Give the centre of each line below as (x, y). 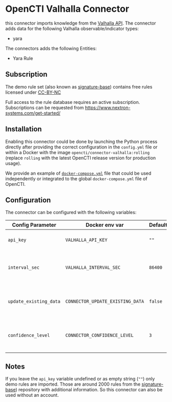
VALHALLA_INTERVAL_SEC (93, 268)
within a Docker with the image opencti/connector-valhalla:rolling (78, 152)
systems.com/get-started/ (33, 113)
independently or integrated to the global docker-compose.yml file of (76, 178)
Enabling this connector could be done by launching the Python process (81, 141)
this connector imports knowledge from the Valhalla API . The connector (81, 23)
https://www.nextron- (107, 108)
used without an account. (32, 395)
